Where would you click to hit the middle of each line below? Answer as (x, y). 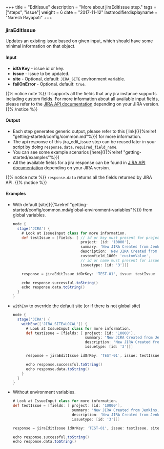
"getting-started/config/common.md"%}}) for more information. (77, 136)
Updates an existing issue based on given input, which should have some (79, 41)
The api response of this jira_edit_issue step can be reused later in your (84, 141)
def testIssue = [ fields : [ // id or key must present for (83, 238)
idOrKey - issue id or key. (39, 68)
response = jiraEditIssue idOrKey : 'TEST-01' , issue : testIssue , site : (87, 428)
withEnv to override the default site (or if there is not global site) (76, 306)
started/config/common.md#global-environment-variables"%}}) (77, 210)
